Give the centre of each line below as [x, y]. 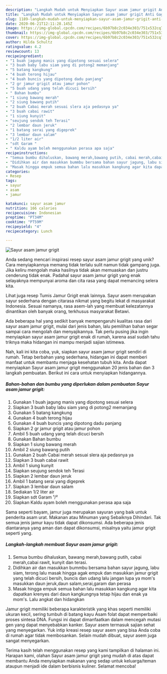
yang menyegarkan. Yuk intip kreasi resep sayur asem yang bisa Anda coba [83, 630]
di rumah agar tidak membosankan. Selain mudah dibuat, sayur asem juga [81, 635]
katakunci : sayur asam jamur [36, 204]
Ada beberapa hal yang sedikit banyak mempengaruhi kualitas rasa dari [79, 321]
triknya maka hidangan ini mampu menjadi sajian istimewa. [65, 342]
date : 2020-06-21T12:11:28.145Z [39, 24]
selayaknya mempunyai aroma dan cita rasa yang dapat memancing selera [82, 280]
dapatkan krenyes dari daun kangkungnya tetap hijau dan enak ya [80, 594]
